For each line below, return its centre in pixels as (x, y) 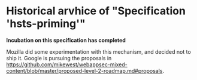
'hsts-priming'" (46, 24)
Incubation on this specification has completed (66, 40)
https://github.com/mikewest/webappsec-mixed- (67, 64)
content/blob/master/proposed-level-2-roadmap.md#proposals (84, 70)
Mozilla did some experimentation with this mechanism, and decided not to (99, 51)
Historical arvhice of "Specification (96, 11)
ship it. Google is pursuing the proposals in (59, 58)
